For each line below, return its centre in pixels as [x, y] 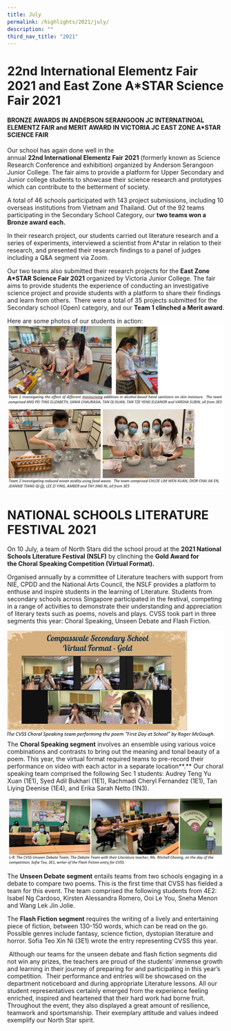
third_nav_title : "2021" [43, 37]
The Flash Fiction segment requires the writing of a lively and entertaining [113, 919]
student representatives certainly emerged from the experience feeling [108, 991]
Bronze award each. [37, 222]
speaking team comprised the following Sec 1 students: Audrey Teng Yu [109, 774]
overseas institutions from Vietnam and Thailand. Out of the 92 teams [106, 208]
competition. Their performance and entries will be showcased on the [107, 977]
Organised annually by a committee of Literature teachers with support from [115, 577]
